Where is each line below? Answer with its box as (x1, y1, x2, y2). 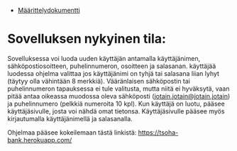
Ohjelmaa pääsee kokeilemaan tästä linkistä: (7, 128, 137, 137)
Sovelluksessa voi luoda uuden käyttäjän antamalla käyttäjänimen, (7, 54, 201, 62)
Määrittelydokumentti (17, 6, 80, 14)
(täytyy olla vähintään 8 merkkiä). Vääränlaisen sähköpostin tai (7, 77, 190, 85)
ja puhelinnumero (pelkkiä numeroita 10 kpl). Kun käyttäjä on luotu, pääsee (7, 99, 225, 108)
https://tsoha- (138, 128, 179, 137)
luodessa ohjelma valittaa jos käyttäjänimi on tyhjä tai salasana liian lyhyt (7, 69, 220, 77)
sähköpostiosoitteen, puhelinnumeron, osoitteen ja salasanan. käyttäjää (7, 62, 216, 70)
